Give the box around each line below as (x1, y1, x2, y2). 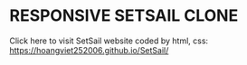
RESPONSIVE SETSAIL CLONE (9, 5, 239, 26)
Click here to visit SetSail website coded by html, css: (9, 35, 209, 46)
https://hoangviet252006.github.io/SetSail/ (9, 44, 169, 55)
